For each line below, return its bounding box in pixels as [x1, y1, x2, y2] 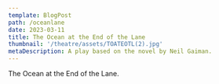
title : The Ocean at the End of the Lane [8, 33, 146, 41]
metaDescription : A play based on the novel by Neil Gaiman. [8, 47, 213, 55]
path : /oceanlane [8, 19, 65, 26]
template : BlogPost [8, 11, 72, 19]
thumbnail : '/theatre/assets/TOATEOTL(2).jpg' [8, 40, 163, 48]
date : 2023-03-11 [8, 26, 65, 33]
